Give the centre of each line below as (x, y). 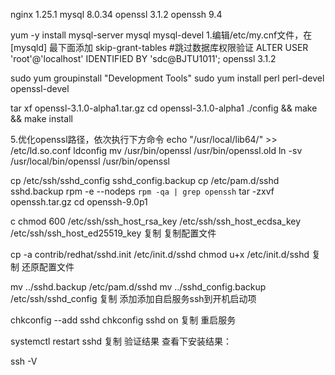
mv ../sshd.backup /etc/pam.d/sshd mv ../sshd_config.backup (138, 287)
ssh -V (24, 361)
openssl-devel (40, 88)
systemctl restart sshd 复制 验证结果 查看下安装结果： (121, 341)
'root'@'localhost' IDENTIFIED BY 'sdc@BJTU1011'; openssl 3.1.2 (143, 58)
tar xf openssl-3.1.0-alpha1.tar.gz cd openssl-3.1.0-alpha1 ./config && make (164, 108)
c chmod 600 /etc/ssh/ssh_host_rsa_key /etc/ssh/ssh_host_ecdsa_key (156, 221)
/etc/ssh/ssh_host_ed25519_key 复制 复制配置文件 (113, 233)
